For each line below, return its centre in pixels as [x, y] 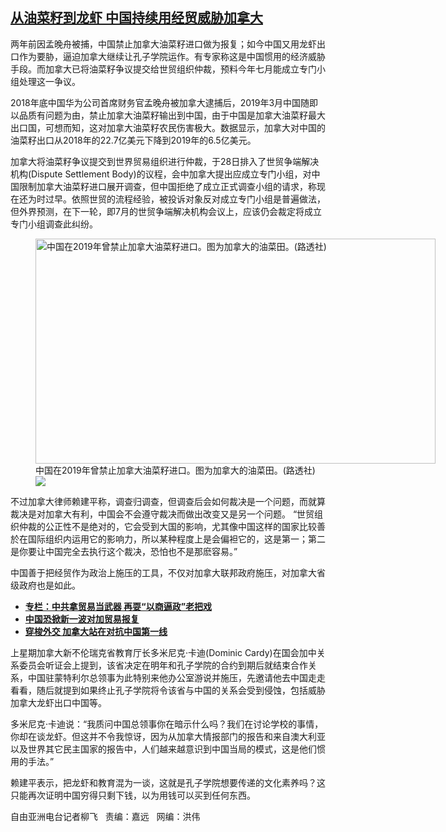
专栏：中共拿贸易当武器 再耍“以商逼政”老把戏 [118, 606]
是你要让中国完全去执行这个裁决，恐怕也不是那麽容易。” [124, 551]
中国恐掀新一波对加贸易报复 [82, 619]
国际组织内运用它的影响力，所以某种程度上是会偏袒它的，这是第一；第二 [176, 539]
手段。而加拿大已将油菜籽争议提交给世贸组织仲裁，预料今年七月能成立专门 [163, 69]
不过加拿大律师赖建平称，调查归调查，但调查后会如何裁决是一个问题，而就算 [168, 501]
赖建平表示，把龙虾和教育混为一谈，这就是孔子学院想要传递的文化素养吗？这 [168, 782]
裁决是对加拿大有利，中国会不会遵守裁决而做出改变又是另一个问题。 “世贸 [162, 514]
